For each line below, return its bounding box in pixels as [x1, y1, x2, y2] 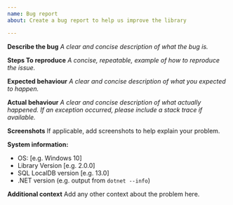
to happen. [7, 84, 39, 93]
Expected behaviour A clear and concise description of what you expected [7, 77, 226, 85]
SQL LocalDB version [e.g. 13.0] [17, 168, 109, 177]
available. [7, 113, 36, 121]
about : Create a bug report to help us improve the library [7, 17, 187, 24]
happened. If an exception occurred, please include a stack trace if [7, 105, 203, 114]
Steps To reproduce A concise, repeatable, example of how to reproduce [7, 55, 220, 64]
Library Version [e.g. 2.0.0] [17, 161, 95, 169]
